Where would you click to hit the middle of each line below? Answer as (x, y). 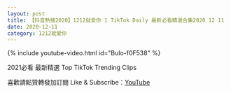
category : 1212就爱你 (37, 33)
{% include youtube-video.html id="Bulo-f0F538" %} (84, 53)
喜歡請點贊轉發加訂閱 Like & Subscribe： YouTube (79, 83)
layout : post (26, 14)
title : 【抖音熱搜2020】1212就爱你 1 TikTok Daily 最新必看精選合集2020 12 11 (116, 20)
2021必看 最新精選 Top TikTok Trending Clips (72, 68)
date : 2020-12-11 (33, 27)
